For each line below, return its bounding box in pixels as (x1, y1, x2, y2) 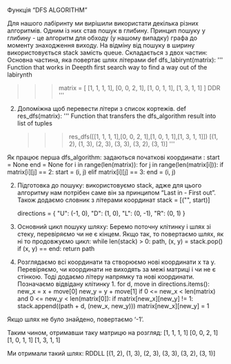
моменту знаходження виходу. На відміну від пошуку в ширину (7, 41, 195, 49)
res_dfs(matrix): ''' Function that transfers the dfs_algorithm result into (17, 112, 217, 120)
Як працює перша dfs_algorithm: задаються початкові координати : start (7, 153, 220, 161)
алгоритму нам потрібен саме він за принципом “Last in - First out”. (17, 189, 216, 196)
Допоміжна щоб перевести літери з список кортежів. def (17, 105, 187, 112)
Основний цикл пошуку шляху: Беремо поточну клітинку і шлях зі (17, 223, 212, 230)
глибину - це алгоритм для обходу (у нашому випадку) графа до (7, 34, 198, 42)
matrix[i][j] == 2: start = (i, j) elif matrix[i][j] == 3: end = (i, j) (7, 168, 176, 176)
